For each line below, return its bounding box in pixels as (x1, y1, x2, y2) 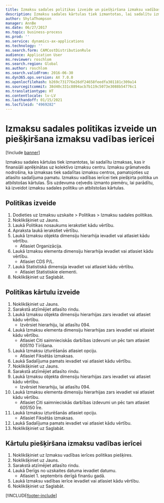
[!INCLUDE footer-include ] (5, 493, 57, 499)
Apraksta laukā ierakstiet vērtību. (12, 227, 79, 233)
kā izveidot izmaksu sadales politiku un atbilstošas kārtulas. (5, 185, 125, 190)
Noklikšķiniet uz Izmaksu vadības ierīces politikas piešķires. (12, 452, 133, 458)
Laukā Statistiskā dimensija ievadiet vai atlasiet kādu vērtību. (12, 263, 134, 269)
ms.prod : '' (5, 35, 30, 39)
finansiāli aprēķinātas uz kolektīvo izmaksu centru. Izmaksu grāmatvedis (5, 164, 150, 170)
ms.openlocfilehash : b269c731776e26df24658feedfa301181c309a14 (5, 79, 137, 84)
